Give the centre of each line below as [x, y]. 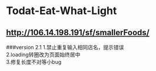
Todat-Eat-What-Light [62, 11]
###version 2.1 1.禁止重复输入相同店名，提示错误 [65, 47]
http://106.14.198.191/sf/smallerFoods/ [78, 33]
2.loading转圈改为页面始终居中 [43, 55]
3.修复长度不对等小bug [34, 62]
